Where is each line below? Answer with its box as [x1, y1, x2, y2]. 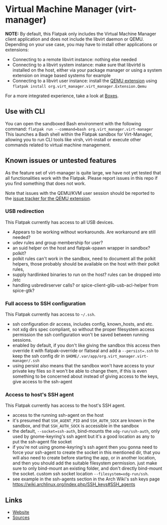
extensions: [5, 47, 29, 53]
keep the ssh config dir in [12, 353, 65, 359]
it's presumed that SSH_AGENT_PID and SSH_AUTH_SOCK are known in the [12, 417, 155, 424]
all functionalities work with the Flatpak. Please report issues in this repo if [5, 175, 158, 181]
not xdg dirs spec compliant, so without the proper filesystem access [12, 327, 155, 333]
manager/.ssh [12, 358, 40, 364]
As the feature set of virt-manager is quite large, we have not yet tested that [5, 169, 161, 176]
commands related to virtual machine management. [5, 142, 111, 148]
